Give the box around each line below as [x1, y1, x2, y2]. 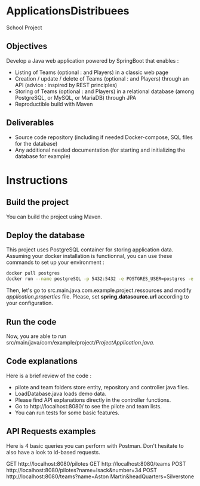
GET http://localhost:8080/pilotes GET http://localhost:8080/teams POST [6, 460, 186, 467]
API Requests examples [6, 426, 96, 436]
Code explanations [6, 356, 78, 367]
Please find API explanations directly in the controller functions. [14, 396, 171, 404]
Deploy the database [6, 230, 85, 240]
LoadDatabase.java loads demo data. [14, 390, 106, 397]
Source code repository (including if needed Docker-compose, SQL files [14, 133, 193, 141]
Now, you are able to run [6, 333, 67, 340]
